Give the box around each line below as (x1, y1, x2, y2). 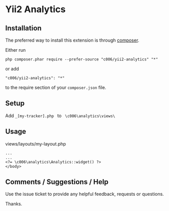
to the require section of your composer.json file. (5, 85, 106, 90)
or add (5, 66, 19, 72)
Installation (5, 24, 42, 32)
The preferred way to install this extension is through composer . (5, 37, 139, 43)
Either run (5, 47, 26, 53)
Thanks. (5, 201, 22, 207)
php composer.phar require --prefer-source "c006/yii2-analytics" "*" (5, 57, 158, 62)
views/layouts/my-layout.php (5, 140, 66, 147)
